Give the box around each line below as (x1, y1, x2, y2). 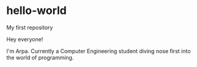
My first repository (6, 24, 53, 31)
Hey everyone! (6, 35, 43, 43)
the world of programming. (6, 54, 74, 61)
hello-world (6, 4, 67, 18)
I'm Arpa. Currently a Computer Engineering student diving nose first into (6, 47, 191, 55)
